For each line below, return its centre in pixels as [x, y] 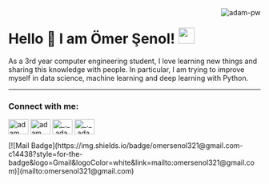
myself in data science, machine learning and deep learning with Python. [128, 78]
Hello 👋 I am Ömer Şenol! [92, 39]
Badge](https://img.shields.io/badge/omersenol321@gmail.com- [137, 146]
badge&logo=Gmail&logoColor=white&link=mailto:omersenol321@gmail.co [131, 162]
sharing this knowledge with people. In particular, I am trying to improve [126, 69]
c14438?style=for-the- [46, 154]
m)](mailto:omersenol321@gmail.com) [71, 171]
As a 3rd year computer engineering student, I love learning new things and [133, 61]
